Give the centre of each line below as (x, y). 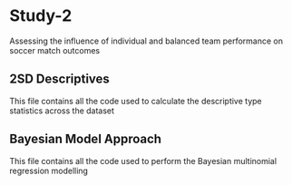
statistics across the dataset (62, 111)
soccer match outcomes (55, 50)
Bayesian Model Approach (85, 139)
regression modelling (49, 170)
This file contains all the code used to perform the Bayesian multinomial (143, 161)
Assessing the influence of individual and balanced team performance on (146, 41)
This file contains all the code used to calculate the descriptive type (136, 101)
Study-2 (41, 16)
